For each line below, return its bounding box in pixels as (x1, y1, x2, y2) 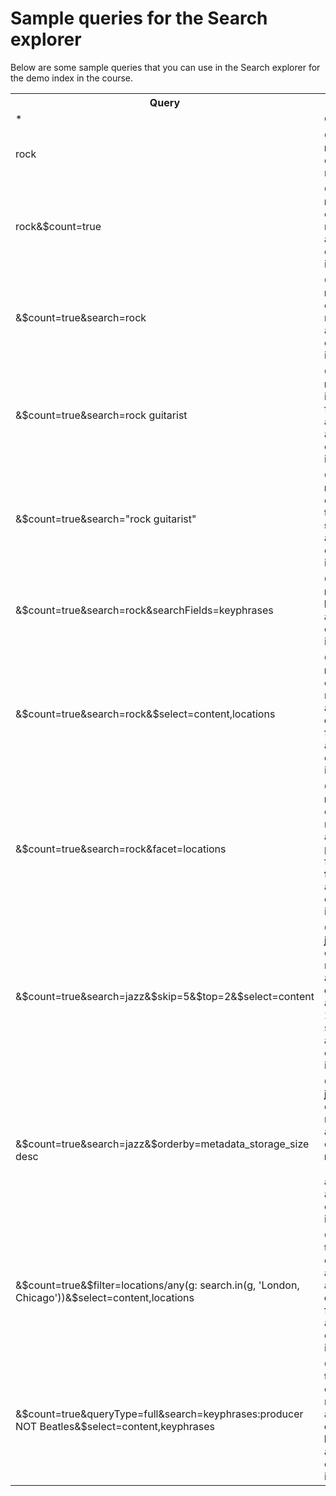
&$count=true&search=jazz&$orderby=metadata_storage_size (15, 1137, 310, 1151)
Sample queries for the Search (10, 7, 268, 30)
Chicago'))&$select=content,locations (15, 1290, 195, 1304)
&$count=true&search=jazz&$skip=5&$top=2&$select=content (15, 989, 315, 1003)
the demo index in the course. (10, 72, 134, 84)
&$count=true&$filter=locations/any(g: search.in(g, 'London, (15, 1278, 300, 1292)
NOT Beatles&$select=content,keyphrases (15, 1419, 216, 1433)
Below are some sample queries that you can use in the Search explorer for (10, 61, 321, 73)
